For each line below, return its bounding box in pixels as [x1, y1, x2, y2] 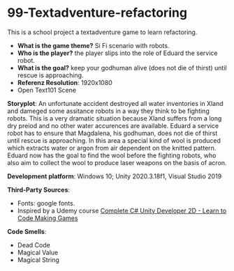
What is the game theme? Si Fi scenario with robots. [17, 41, 170, 49]
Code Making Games [17, 214, 78, 222]
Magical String [17, 256, 59, 264]
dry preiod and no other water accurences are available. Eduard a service [7, 121, 219, 130]
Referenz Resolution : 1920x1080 [17, 78, 113, 86]
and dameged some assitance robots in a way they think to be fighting [7, 107, 210, 115]
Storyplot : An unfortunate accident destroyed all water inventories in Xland [7, 99, 224, 107]
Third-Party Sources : [7, 185, 71, 194]
